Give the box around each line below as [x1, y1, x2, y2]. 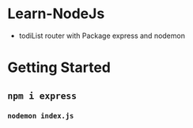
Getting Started [7, 58, 112, 77]
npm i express [7, 90, 77, 101]
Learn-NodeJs [7, 5, 105, 23]
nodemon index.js [7, 111, 74, 121]
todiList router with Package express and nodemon [18, 31, 185, 40]
